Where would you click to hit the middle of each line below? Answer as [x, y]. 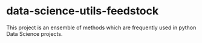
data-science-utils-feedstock [83, 11]
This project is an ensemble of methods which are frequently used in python [101, 27]
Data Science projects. [34, 33]
